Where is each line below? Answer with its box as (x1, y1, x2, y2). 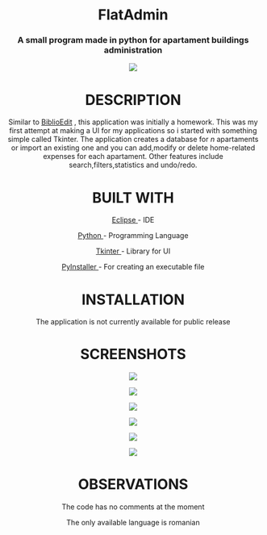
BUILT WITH (91, 188, 174, 207)
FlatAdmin (98, 6, 169, 24)
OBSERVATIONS (77, 475, 189, 494)
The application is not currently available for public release (35, 317, 231, 327)
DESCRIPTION (85, 90, 181, 109)
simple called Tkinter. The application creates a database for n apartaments (7, 135, 259, 144)
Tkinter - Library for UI (95, 246, 171, 256)
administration (103, 44, 163, 56)
